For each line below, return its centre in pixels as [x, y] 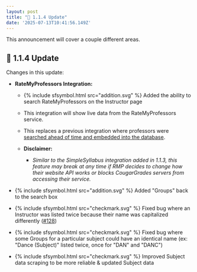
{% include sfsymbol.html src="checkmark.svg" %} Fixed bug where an [102, 209]
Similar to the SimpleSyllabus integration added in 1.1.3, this [105, 160]
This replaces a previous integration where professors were [96, 131]
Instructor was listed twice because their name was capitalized [91, 215]
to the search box [36, 197]
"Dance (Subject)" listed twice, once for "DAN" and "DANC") [89, 245]
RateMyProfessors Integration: [54, 84]
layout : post [22, 12]
